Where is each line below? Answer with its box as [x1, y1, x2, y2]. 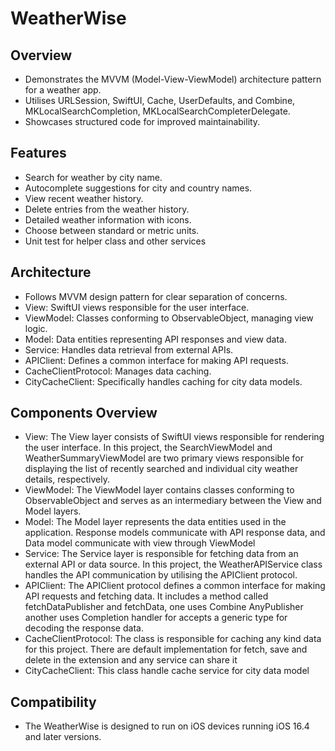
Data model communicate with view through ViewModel [24, 537, 256, 549]
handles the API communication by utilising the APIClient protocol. [24, 569, 298, 581]
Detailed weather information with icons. [24, 213, 192, 226]
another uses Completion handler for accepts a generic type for [24, 612, 288, 624]
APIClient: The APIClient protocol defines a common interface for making [24, 580, 326, 592]
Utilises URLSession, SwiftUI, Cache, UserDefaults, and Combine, [24, 95, 296, 106]
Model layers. [24, 505, 82, 517]
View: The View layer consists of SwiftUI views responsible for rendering [24, 431, 325, 443]
